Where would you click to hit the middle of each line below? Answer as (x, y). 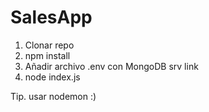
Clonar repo (49, 45)
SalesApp (51, 17)
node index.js (52, 77)
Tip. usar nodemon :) (53, 96)
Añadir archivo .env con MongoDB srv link (111, 66)
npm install (47, 55)
